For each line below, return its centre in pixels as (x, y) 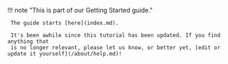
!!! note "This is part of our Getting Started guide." (80, 10)
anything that (28, 41)
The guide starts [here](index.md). (65, 23)
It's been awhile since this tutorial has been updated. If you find (115, 35)
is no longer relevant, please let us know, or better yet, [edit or (115, 48)
